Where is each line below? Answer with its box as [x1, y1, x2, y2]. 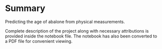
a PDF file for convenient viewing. [5, 38, 73, 44]
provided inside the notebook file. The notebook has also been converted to [5, 33, 157, 39]
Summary [5, 3, 45, 14]
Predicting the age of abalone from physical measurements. [5, 19, 125, 24]
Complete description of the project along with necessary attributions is [5, 28, 149, 34]
